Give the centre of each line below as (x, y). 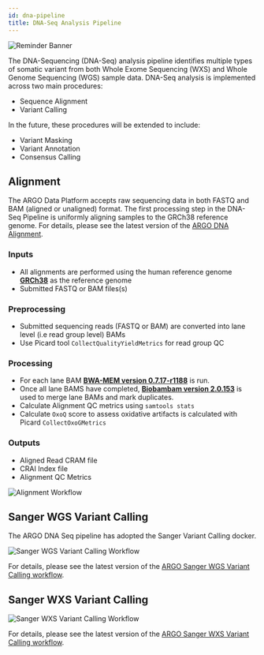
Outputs (24, 443)
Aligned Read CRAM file (58, 460)
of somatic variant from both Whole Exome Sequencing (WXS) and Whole (128, 69)
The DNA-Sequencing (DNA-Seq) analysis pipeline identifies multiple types (130, 61)
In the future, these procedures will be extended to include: (104, 125)
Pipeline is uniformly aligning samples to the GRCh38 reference (125, 217)
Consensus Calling (50, 157)
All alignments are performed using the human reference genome (126, 271)
